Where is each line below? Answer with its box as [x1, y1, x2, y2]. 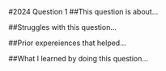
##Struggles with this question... [8, 23, 117, 31]
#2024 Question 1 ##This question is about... [8, 7, 159, 16]
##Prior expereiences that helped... [8, 38, 127, 48]
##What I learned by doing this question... [8, 54, 148, 63]
